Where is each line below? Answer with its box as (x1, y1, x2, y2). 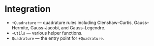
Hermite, (11, 24, 30, 30)
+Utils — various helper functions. (11, 30, 83, 36)
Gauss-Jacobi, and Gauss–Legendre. (31, 24, 106, 30)
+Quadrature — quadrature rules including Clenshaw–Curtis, (11, 20, 133, 25)
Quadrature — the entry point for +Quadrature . (11, 35, 104, 41)
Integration (4, 3, 51, 15)
